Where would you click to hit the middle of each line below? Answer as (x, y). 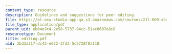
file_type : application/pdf (35, 24)
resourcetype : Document (31, 34)
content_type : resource (31, 10)
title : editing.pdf (26, 39)
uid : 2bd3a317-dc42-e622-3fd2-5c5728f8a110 (52, 44)
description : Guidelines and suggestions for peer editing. (71, 15)
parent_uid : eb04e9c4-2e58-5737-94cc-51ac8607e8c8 (60, 29)
